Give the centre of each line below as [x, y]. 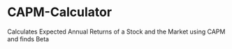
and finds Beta [28, 38]
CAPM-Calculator [60, 12]
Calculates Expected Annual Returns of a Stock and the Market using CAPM [116, 31]
